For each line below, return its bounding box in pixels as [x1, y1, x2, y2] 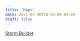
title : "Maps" [5, 7, 35, 12]
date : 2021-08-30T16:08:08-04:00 [5, 12, 75, 17]
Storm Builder [5, 30, 34, 36]
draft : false [5, 16, 33, 21]
